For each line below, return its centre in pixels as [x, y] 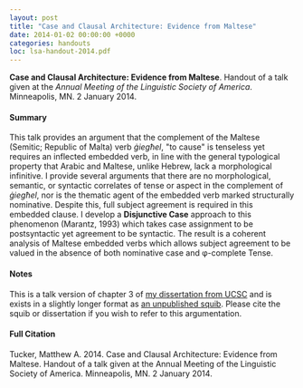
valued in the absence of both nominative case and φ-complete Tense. [142, 253]
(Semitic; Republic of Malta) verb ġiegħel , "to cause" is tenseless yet [137, 147]
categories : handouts [50, 43]
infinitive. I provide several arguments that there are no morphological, [140, 176]
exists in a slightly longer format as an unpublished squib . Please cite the [145, 304]
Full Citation [33, 334]
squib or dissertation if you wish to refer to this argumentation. [126, 313]
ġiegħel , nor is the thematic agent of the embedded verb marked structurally [152, 195]
